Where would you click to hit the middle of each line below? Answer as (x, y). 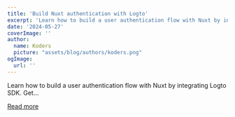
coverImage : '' (29, 33)
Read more (23, 106)
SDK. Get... (23, 93)
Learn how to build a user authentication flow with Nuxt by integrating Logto (117, 85)
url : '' (25, 65)
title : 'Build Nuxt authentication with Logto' (78, 14)
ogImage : (20, 59)
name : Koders (33, 46)
